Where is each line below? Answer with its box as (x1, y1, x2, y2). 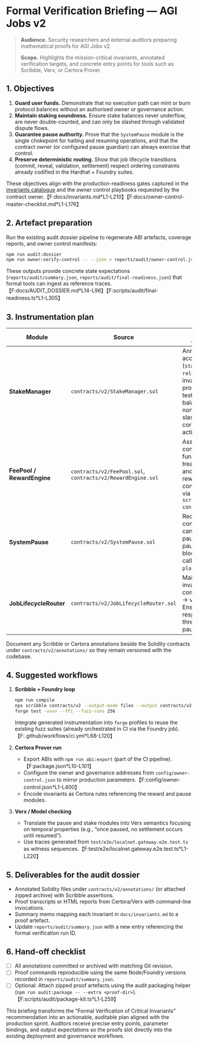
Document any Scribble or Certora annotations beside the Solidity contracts (6, 640, 190, 647)
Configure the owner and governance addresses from (23, 769, 154, 776)
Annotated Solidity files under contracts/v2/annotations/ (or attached (14, 886, 186, 893)
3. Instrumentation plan (6, 312, 94, 322)
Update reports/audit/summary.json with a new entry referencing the (14, 923, 183, 930)
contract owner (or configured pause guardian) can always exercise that (14, 143, 190, 150)
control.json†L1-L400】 (23, 783, 81, 790)
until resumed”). (23, 832, 63, 839)
